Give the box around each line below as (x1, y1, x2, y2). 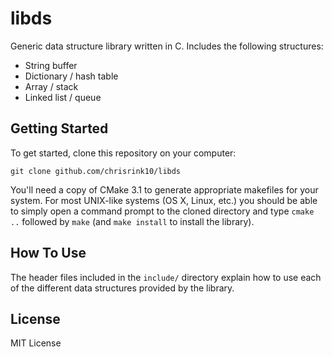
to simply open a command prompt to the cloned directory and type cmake (10, 205, 315, 217)
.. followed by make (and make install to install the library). (10, 215, 255, 227)
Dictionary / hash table (24, 70, 119, 82)
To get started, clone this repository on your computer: (10, 147, 237, 159)
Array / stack (24, 80, 79, 92)
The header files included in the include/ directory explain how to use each (10, 271, 322, 283)
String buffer (24, 59, 78, 71)
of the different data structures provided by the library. (10, 282, 235, 294)
